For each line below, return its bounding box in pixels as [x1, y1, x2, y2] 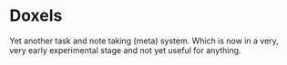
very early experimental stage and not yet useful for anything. [9, 44, 241, 55]
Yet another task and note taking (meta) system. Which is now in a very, [9, 35, 280, 46]
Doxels [9, 5, 63, 26]
